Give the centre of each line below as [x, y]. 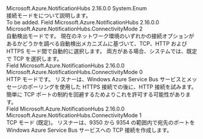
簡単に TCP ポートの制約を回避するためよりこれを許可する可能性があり [96, 94]
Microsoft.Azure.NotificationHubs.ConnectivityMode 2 [75, 29]
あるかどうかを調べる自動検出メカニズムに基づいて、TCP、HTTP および [97, 43]
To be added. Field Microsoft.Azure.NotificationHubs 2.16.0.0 [83, 22]
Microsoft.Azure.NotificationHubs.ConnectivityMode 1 [74, 115]
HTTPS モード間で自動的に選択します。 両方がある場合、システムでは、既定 [102, 51]
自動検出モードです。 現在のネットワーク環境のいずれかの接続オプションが [100, 36]
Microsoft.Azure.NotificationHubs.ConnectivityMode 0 [75, 72]
